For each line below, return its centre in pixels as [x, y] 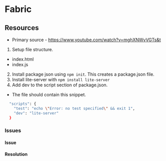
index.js [20, 64]
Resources [22, 28]
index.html [23, 59]
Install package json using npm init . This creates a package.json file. [83, 74]
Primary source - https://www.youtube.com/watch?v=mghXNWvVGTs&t [86, 40]
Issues [13, 130]
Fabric [18, 9]
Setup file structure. [32, 49]
